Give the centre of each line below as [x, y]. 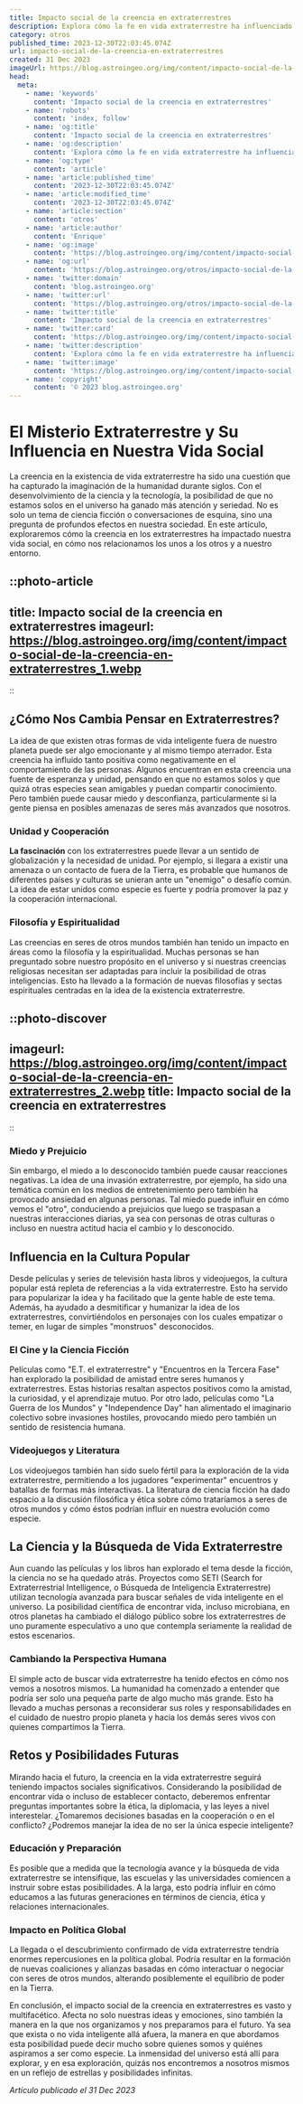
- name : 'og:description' [74, 144]
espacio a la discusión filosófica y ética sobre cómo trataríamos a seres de [148, 1499]
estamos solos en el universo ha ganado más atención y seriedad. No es [144, 505]
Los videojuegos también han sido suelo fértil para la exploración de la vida [149, 1470]
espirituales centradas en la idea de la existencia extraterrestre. [127, 990]
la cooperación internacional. [64, 899]
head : [19, 77]
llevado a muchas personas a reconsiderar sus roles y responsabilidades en [150, 1707]
